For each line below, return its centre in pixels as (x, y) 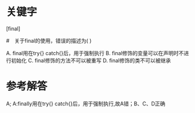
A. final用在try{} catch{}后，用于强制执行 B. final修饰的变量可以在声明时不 (95, 53)
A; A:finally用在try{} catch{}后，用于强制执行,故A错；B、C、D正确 (86, 104)
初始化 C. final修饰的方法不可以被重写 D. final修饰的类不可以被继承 (91, 60)
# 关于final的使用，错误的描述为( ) (49, 40)
